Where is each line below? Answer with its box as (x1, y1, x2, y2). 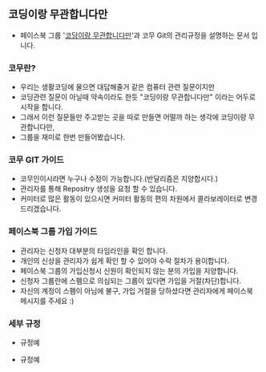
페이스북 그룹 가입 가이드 (8, 226, 98, 237)
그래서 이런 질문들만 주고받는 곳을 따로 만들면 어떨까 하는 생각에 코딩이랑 (19, 112, 247, 122)
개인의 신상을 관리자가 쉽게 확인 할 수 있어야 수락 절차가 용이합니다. (19, 256, 230, 265)
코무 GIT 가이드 (8, 155, 64, 166)
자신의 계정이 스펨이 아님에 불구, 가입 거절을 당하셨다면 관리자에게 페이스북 (19, 285, 254, 295)
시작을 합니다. (19, 103, 64, 112)
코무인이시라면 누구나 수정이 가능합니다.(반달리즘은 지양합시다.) (19, 174, 219, 184)
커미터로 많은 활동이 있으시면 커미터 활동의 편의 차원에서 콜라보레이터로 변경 (19, 194, 258, 204)
